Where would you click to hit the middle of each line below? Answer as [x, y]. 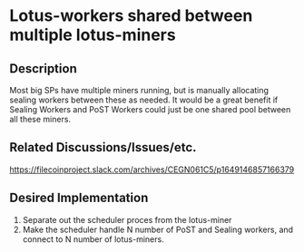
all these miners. [40, 119]
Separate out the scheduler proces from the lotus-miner [127, 219]
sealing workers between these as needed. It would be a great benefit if [144, 100]
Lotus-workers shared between [131, 16]
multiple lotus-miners [93, 35]
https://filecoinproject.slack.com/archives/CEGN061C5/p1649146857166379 [152, 170]
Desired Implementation [79, 198]
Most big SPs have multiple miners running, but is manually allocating [139, 90]
